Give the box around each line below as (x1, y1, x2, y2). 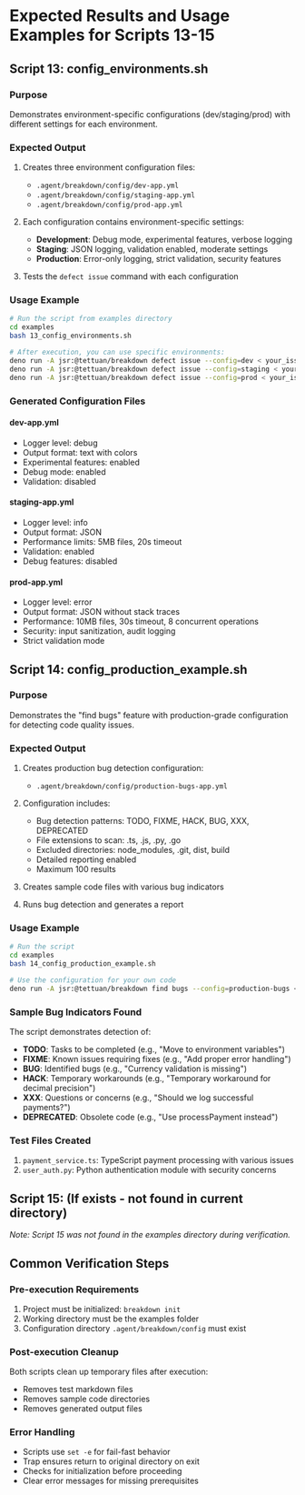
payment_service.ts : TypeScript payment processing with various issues (22, 1155, 294, 1166)
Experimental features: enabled (22, 457, 141, 467)
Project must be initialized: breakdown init (22, 1303, 182, 1314)
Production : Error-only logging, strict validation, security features (35, 254, 281, 265)
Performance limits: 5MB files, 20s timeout (22, 536, 182, 547)
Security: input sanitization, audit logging (22, 626, 176, 637)
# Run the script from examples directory (9, 315, 172, 324)
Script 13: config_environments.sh (9, 61, 209, 76)
